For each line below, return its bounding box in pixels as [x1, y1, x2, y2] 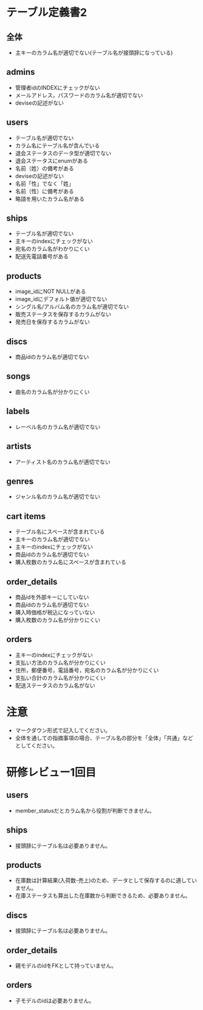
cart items [6, 511, 46, 521]
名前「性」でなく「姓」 [15, 180, 74, 187]
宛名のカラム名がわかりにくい [15, 245, 90, 253]
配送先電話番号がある [15, 253, 69, 260]
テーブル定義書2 [6, 5, 87, 19]
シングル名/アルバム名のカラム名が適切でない [15, 303, 129, 311]
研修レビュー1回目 [6, 765, 97, 779]
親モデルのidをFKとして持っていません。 [15, 962, 117, 969]
